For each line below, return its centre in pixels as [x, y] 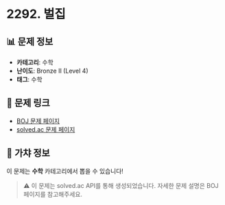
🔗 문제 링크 [28, 103]
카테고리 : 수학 [35, 62]
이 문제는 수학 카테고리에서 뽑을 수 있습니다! [65, 171]
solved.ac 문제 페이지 [46, 129]
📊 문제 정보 [30, 41]
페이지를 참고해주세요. [53, 194]
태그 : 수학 [29, 79]
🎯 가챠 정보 [28, 153]
